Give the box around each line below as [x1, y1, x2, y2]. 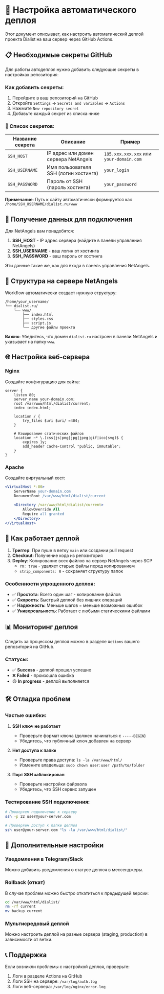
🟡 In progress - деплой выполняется [12, 678, 89, 684]
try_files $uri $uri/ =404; [22, 418, 80, 423]
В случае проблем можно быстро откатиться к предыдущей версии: [5, 890, 149, 896]
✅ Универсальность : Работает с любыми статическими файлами [12, 608, 150, 614]
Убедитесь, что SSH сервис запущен [19, 786, 97, 792]
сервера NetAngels [47, 156, 93, 163]
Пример [120, 139, 141, 145]
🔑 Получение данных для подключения [5, 215, 133, 223]
